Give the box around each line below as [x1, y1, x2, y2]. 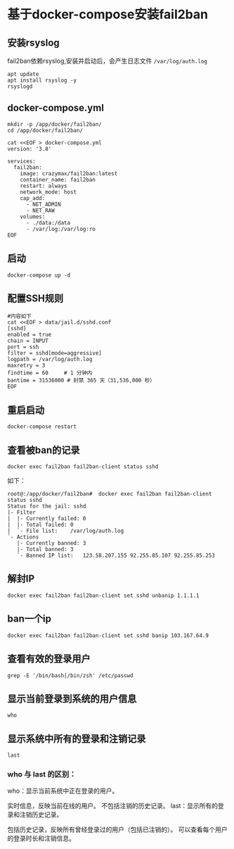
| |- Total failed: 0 [7, 522, 74, 529]
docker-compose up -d [7, 272, 71, 279]
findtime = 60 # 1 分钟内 [7, 370, 93, 377]
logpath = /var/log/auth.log [7, 356, 93, 363]
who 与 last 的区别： [7, 769, 77, 779]
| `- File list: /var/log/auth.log [7, 527, 124, 535]
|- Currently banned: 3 [16, 540, 86, 547]
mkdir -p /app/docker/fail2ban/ [7, 120, 102, 127]
